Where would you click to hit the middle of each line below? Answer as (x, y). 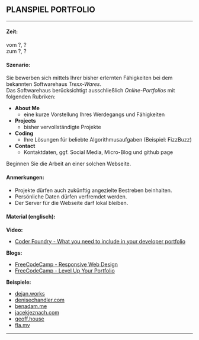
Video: (15, 230)
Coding (24, 133)
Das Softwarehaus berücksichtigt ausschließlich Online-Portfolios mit (91, 91)
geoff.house (29, 319)
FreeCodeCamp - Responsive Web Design (66, 264)
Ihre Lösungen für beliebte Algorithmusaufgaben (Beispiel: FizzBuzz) (108, 140)
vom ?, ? (16, 45)
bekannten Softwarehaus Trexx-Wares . (54, 84)
